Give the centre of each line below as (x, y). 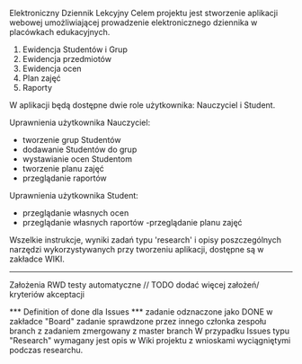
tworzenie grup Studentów (71, 140)
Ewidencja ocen (52, 68)
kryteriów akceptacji (47, 294)
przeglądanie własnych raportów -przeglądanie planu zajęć (132, 222)
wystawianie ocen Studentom (77, 159)
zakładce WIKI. (37, 259)
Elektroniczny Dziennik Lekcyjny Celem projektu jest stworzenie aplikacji (144, 13)
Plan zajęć (41, 78)
